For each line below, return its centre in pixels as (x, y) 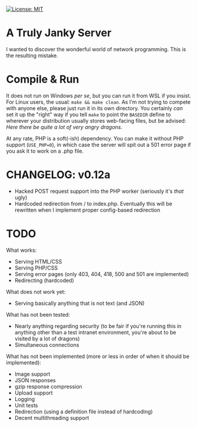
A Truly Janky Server (59, 33)
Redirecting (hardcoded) (44, 280)
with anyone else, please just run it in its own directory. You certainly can (95, 108)
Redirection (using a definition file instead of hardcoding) (84, 411)
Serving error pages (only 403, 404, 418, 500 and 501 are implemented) (102, 274)
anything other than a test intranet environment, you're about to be (95, 332)
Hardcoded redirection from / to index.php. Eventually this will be (93, 203)
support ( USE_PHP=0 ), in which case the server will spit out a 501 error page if (98, 144)
